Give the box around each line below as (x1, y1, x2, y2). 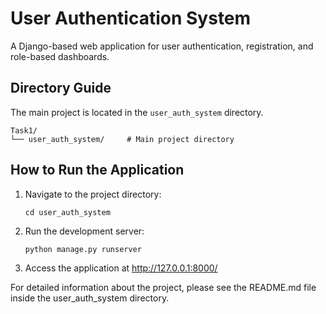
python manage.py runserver (24, 244, 142, 254)
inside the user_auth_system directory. (10, 292, 170, 304)
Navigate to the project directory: (24, 188, 162, 200)
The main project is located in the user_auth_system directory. (10, 106, 264, 118)
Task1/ (10, 125, 38, 136)
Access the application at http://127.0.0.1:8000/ (24, 262, 218, 274)
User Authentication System (10, 7, 252, 30)
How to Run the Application (10, 162, 185, 179)
